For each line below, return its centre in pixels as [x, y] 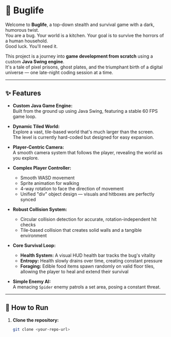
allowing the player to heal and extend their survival [74, 271]
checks [28, 225]
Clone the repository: [36, 320]
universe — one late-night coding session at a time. [59, 72]
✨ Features [23, 93]
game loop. [24, 116]
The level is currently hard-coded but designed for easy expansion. [83, 137]
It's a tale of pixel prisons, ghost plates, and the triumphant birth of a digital [84, 67]
